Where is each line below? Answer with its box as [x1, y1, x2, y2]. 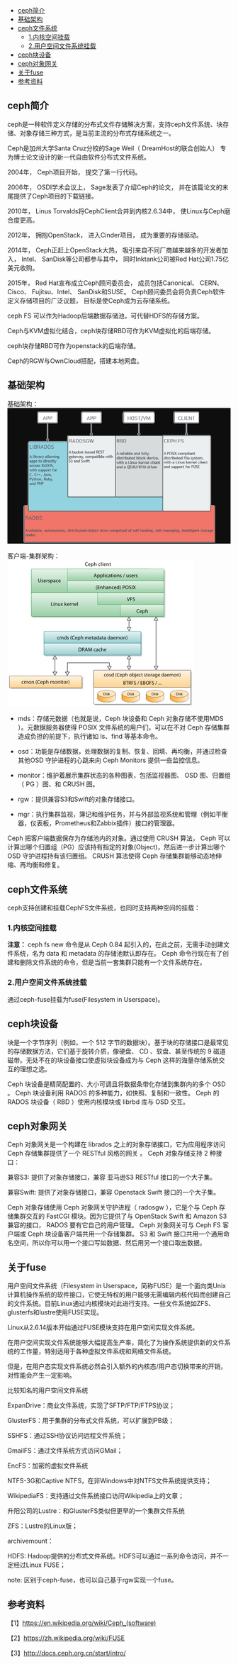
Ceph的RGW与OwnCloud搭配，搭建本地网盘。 [7, 357, 143, 365]
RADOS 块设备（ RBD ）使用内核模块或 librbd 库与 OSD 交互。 [7, 1098, 190, 1106]
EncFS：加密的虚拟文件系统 [7, 1461, 89, 1470]
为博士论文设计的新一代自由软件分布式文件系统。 [7, 152, 150, 161]
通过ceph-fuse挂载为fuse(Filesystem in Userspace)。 [7, 995, 164, 1003]
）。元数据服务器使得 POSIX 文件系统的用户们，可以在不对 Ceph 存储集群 [17, 723, 230, 732]
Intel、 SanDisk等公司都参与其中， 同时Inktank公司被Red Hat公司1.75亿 [21, 255, 229, 263]
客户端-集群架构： [7, 552, 60, 560]
